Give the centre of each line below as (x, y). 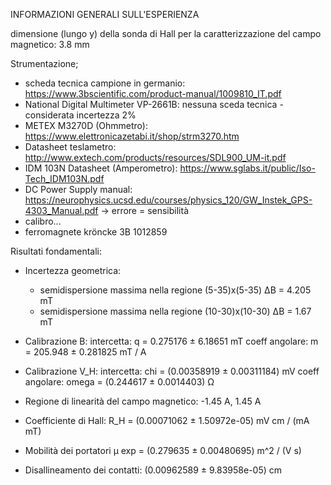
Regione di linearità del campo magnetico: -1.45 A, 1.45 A (143, 401)
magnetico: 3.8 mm (50, 44)
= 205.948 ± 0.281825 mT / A (85, 352)
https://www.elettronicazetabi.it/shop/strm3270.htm (132, 136)
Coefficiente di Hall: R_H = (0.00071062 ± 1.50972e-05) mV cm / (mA (167, 420)
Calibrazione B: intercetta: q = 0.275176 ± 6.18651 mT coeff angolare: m (171, 341)
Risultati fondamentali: (56, 251)
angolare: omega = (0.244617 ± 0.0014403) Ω (119, 382)
